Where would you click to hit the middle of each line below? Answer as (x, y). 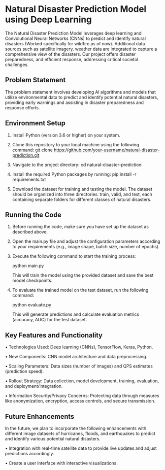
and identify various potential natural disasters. (53, 439)
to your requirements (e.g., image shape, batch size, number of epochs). (86, 247)
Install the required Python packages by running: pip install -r (74, 174)
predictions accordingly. (30, 453)
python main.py (28, 266)
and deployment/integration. (34, 386)
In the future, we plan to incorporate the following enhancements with (76, 428)
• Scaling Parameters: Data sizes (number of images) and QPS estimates (79, 366)
